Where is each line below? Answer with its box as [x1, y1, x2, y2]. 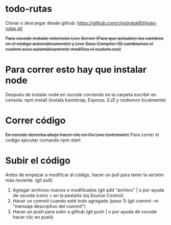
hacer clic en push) [12, 214, 54, 220]
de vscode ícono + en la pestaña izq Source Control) [12, 192, 124, 199]
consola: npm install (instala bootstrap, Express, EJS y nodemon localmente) [5, 97, 166, 103]
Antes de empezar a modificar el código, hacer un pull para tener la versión [5, 172, 164, 178]
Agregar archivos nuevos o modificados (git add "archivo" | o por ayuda [12, 187, 164, 193]
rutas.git [5, 25, 23, 31]
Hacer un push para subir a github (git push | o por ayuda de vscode [12, 208, 157, 214]
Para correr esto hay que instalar [5, 64, 147, 75]
